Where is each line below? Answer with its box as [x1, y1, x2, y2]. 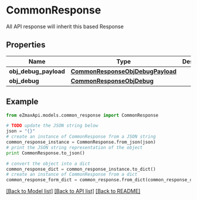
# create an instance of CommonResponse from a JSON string [6, 134, 157, 140]
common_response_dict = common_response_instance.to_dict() [6, 166, 157, 172]
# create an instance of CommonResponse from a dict [6, 171, 138, 178]
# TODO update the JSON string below [6, 123, 98, 129]
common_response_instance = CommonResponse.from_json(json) [6, 139, 157, 145]
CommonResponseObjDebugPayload [70, 67, 177, 75]
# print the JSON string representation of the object [6, 144, 143, 150]
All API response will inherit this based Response [6, 23, 124, 30]
